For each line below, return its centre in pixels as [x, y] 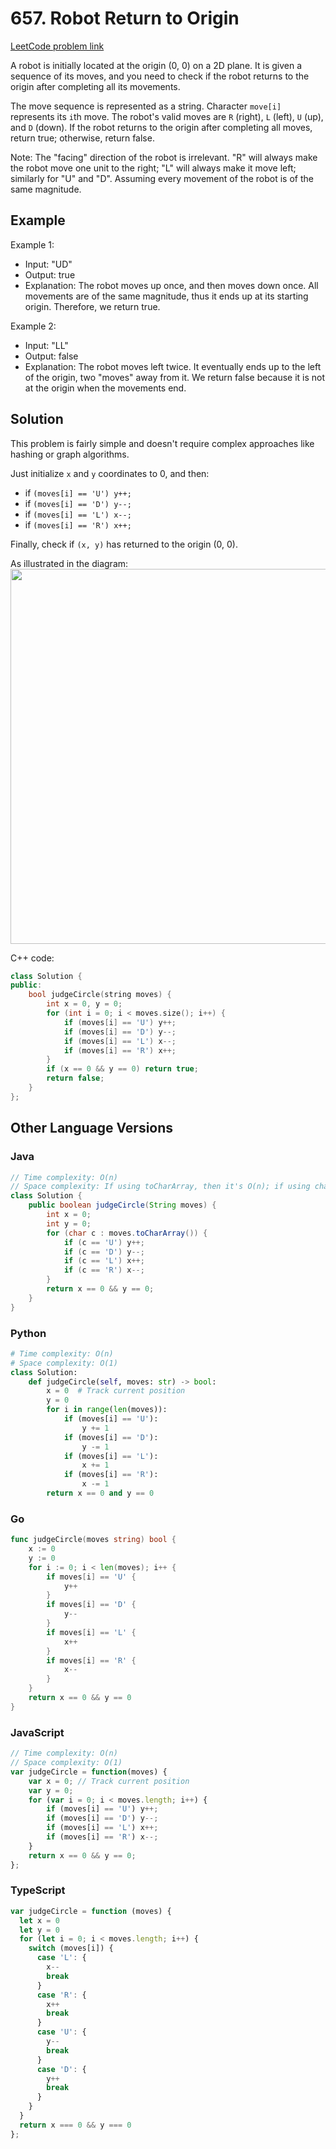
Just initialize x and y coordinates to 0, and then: [110, 473]
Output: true [50, 274]
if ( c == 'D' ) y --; [104, 1252]
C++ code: [32, 958]
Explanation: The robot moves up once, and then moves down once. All [171, 285]
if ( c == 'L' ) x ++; [104, 1261]
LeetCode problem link [57, 46]
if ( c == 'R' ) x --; [104, 1270]
